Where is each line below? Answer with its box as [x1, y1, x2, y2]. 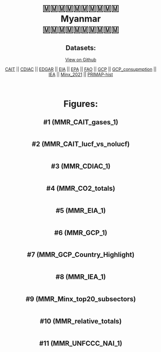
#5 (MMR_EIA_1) [55, 206, 106, 214]
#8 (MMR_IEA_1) [55, 273, 106, 281]
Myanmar [61, 13, 101, 25]
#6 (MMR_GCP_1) [54, 228, 107, 237]
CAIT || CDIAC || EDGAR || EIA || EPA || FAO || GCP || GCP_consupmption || [5, 67, 157, 72]
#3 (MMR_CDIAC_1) [51, 162, 111, 171]
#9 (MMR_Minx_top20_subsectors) [26, 295, 136, 303]
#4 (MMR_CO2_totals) [46, 184, 115, 193]
